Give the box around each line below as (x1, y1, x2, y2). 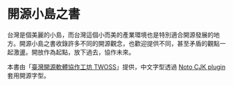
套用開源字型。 (7, 71, 50, 80)
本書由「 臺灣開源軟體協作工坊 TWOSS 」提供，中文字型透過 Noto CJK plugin (7, 62, 226, 71)
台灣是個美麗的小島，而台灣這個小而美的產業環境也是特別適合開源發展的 (7, 31, 214, 39)
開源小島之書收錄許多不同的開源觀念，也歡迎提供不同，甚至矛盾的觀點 (19, 39, 220, 47)
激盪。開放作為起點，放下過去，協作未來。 (12, 48, 135, 56)
